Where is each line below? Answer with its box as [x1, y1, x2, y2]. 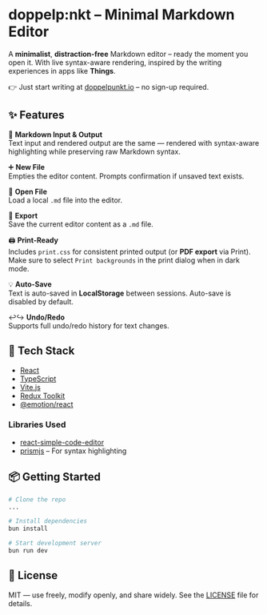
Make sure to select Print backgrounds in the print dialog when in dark [8, 255, 240, 265]
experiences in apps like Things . [8, 66, 116, 75]
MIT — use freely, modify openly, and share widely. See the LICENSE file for [8, 590, 259, 600]
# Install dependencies [8, 517, 88, 525]
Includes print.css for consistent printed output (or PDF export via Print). [8, 247, 251, 256]
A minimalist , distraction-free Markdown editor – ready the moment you [8, 49, 249, 58]
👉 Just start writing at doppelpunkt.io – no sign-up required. [8, 82, 209, 91]
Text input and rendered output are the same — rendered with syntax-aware [8, 138, 260, 147]
